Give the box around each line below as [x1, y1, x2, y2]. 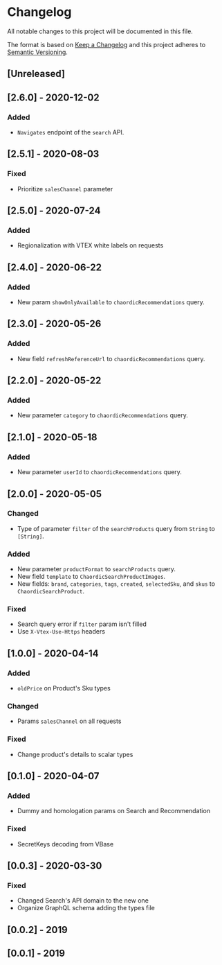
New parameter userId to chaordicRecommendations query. [17, 468, 182, 476]
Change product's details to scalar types [17, 750, 133, 758]
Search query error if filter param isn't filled [17, 620, 147, 628]
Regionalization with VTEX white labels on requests [17, 241, 164, 250]
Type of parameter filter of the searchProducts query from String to [17, 524, 216, 532]
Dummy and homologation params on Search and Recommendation [17, 807, 211, 815]
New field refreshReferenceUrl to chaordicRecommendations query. [17, 354, 205, 363]
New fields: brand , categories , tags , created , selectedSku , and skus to [17, 580, 216, 588]
